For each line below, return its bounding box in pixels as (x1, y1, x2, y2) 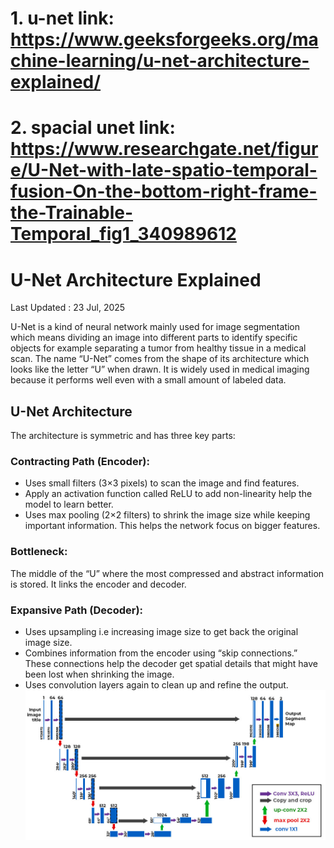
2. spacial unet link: (10, 117, 176, 139)
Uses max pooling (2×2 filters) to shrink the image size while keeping (24, 509, 311, 521)
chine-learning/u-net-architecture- (10, 50, 310, 72)
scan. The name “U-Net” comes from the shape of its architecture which (10, 353, 310, 365)
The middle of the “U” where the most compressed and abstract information (10, 567, 325, 579)
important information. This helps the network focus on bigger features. (24, 520, 321, 532)
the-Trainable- (10, 202, 134, 224)
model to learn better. (24, 498, 114, 511)
